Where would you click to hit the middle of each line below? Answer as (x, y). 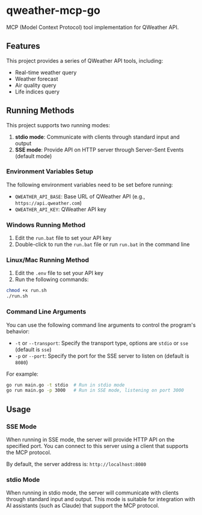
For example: (23, 374)
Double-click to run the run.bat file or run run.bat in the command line (102, 244)
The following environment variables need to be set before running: (90, 185)
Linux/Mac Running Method (47, 260)
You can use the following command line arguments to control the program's (101, 325)
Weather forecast (36, 78)
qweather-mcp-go (53, 11)
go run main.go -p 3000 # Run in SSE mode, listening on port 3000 (95, 390)
